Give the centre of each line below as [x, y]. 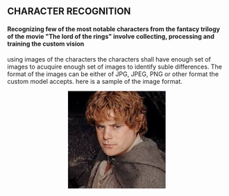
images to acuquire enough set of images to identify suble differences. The [114, 66]
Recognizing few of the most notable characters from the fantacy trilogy [114, 29]
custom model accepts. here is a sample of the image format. [95, 81]
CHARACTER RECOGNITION [69, 11]
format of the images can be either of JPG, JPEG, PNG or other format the [113, 74]
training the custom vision [46, 44]
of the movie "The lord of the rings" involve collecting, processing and [111, 36]
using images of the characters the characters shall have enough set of [109, 59]
